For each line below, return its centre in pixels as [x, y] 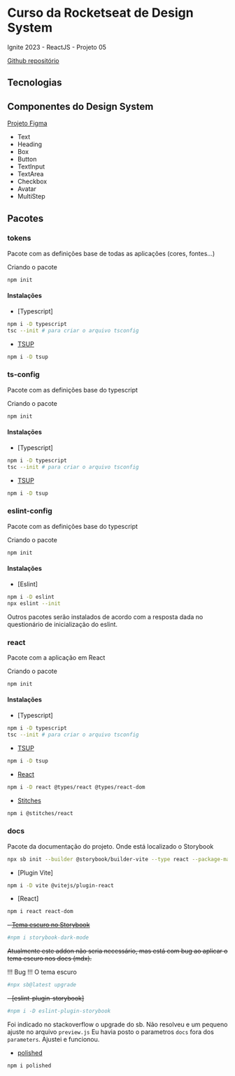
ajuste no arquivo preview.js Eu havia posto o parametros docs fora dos [111, 1032]
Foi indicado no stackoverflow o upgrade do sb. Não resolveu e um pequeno [117, 1024]
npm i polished [29, 1066]
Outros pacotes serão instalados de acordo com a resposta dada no [105, 616]
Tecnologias [35, 83]
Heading [30, 144]
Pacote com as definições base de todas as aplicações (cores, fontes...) [111, 253]
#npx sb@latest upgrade [42, 985]
